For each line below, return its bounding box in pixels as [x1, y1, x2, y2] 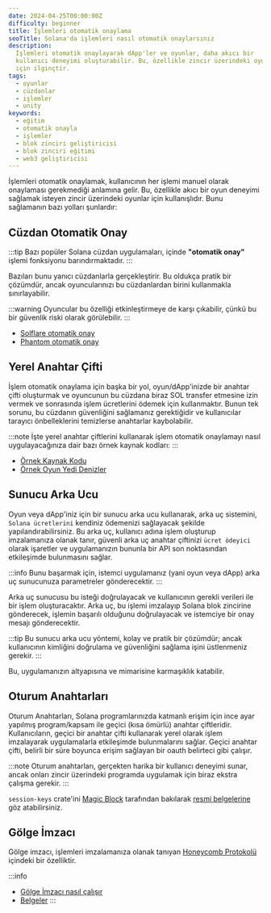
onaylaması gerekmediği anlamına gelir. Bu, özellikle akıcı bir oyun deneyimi [8, 185, 260, 195]
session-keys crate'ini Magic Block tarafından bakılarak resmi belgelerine [8, 794, 252, 803]
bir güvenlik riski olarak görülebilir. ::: [8, 312, 131, 323]
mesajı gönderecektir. [8, 618, 81, 627]
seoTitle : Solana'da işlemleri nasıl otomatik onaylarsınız [8, 34, 215, 43]
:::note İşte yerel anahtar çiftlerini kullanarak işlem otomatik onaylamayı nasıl [8, 431, 261, 441]
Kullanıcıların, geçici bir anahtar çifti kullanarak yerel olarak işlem [8, 728, 223, 738]
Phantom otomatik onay [19, 337, 99, 347]
